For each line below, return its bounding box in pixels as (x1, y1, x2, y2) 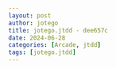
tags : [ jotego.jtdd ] (8, 48, 77, 56)
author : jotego (8, 19, 59, 27)
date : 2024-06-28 (8, 33, 66, 42)
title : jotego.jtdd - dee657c (8, 26, 109, 34)
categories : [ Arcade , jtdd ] (8, 41, 102, 49)
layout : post (8, 11, 52, 20)
